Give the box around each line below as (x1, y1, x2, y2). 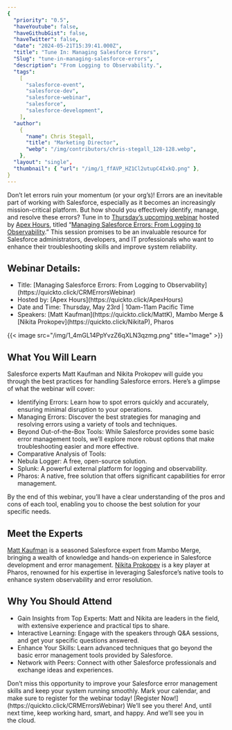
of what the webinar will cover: (7, 385, 96, 393)
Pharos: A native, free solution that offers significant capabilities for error (17, 472, 226, 480)
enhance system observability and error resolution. (7, 575, 153, 583)
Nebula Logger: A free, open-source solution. (17, 457, 148, 465)
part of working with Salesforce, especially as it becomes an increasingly (7, 198, 216, 206)
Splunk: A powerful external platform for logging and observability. (17, 465, 208, 473)
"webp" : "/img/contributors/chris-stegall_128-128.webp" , (25, 146, 197, 153)
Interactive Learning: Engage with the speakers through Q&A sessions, (17, 629, 220, 637)
